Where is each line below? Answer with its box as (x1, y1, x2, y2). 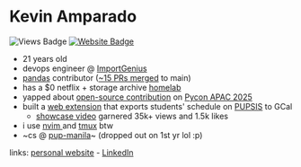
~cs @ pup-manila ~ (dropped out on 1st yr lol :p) (22, 129, 203, 140)
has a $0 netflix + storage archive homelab (22, 82, 181, 92)
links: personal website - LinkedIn (9, 146, 134, 158)
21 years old (22, 53, 67, 64)
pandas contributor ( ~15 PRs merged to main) (22, 72, 191, 83)
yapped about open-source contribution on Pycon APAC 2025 (22, 92, 253, 102)
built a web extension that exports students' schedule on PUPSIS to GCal (22, 101, 293, 111)
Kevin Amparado (9, 6, 137, 27)
